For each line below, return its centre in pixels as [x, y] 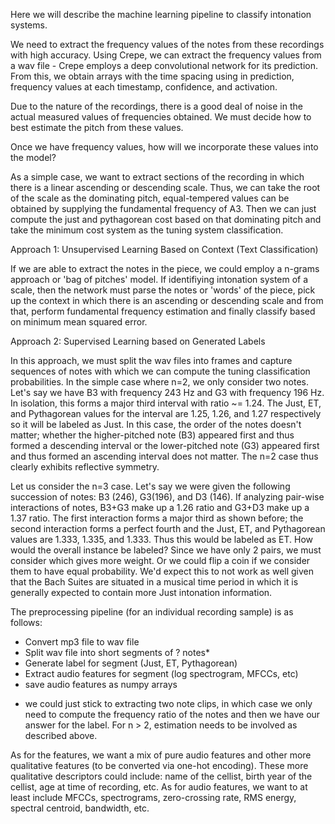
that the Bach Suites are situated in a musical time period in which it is [154, 582]
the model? [33, 157]
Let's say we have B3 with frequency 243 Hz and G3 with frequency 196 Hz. [167, 392]
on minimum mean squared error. [79, 322]
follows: [26, 622]
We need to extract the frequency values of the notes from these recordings [167, 44]
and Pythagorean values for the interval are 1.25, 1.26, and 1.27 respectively [166, 413]
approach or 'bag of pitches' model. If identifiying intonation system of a [159, 279]
